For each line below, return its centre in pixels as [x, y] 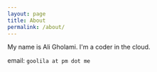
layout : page [27, 14]
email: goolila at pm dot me [49, 61]
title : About [27, 20]
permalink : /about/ [36, 27]
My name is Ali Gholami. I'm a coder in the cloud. [79, 47]
